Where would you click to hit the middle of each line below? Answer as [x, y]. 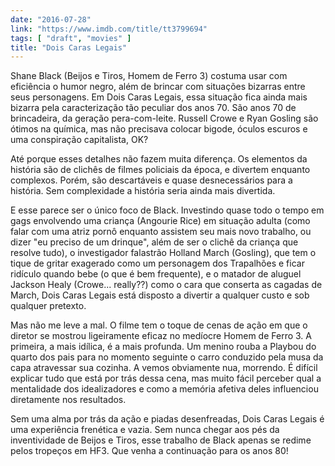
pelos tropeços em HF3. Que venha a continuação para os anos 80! [149, 451]
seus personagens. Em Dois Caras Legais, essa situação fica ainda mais [159, 97]
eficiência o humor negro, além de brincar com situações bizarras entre [158, 87]
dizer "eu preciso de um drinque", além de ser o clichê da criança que [154, 242]
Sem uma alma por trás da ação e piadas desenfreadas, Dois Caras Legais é [167, 419]
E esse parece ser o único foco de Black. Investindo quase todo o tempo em [167, 210]
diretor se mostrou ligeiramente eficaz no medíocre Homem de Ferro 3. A [161, 336]
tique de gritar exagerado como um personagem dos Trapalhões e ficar [157, 263]
